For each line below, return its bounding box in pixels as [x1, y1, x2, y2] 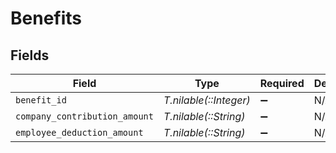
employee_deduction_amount [15, 127, 144, 138]
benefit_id [15, 95, 67, 106]
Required [259, 77, 305, 90]
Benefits [10, 7, 83, 30]
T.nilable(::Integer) [163, 93, 251, 107]
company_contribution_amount [15, 111, 154, 122]
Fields [10, 47, 50, 64]
